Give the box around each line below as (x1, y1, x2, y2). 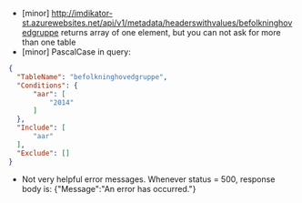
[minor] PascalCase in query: (21, 46, 131, 57)
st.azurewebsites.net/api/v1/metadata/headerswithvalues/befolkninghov (21, 17, 293, 28)
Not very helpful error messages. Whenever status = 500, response (21, 173, 276, 185)
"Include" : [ (16, 123, 66, 133)
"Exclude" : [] (16, 148, 70, 157)
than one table (21, 36, 76, 47)
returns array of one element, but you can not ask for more (60, 27, 281, 37)
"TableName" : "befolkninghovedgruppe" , (16, 72, 168, 81)
